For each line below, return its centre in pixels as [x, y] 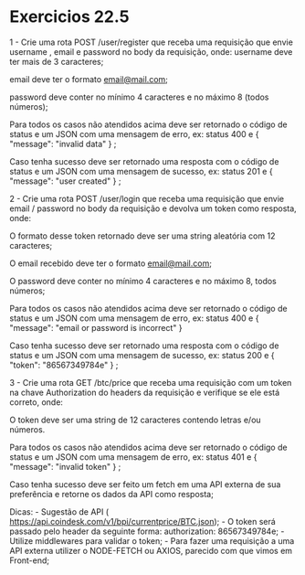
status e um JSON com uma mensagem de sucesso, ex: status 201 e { [141, 171]
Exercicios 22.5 [69, 17]
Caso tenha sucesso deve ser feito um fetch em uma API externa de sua [145, 484]
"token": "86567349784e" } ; [64, 365]
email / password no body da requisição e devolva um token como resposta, [153, 208]
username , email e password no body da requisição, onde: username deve [151, 51]
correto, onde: [37, 402]
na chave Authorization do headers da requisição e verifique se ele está [145, 392]
